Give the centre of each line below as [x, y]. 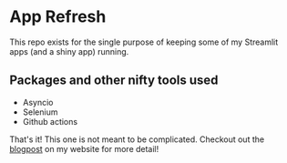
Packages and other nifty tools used [114, 81]
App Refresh [58, 17]
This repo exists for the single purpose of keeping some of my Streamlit [144, 42]
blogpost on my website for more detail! [84, 148]
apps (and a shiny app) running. [69, 51]
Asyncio [38, 102]
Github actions [50, 121]
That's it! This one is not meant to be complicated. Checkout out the [137, 139]
